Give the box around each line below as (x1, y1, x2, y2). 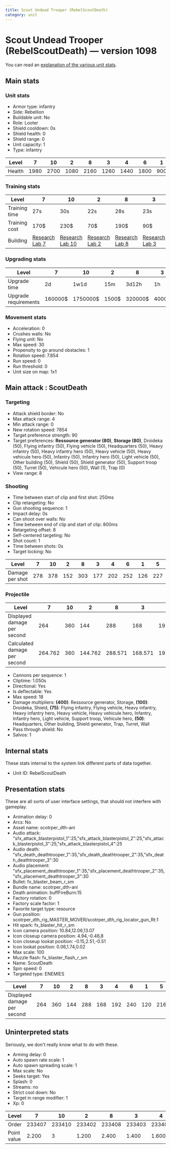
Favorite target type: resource (12, 906, 75, 912)
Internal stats (5, 747, 48, 755)
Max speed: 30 (12, 342, 45, 348)
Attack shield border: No (12, 410, 64, 416)
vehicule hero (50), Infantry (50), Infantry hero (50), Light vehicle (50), (12, 453, 160, 459)
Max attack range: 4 (12, 416, 55, 422)
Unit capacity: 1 (12, 141, 45, 148)
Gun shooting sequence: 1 (12, 505, 68, 511)
